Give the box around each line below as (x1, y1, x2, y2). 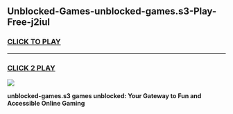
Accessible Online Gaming (7, 99, 85, 107)
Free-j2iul (7, 17, 51, 28)
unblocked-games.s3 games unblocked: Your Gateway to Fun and (7, 91, 202, 99)
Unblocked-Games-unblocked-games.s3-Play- (7, 6, 217, 17)
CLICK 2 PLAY (7, 63, 55, 73)
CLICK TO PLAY (7, 37, 61, 47)
